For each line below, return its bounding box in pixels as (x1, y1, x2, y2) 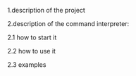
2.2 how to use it (7, 47, 56, 55)
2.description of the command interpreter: (7, 20, 130, 27)
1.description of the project (7, 6, 86, 14)
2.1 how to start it (7, 33, 57, 42)
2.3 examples (7, 61, 47, 69)
